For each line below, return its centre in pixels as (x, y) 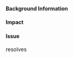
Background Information (37, 8)
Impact (15, 22)
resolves (16, 50)
